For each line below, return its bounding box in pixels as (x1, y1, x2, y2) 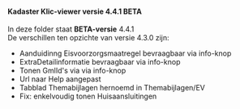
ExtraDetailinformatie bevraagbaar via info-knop (19, 57, 181, 67)
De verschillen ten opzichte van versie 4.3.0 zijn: (7, 33, 169, 43)
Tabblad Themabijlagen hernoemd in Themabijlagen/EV (19, 83, 206, 93)
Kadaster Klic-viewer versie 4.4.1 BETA (7, 6, 143, 16)
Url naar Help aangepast (19, 74, 101, 84)
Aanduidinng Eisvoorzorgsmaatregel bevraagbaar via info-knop (19, 48, 232, 58)
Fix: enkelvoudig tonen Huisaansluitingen (19, 91, 157, 101)
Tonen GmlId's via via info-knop (19, 65, 126, 76)
